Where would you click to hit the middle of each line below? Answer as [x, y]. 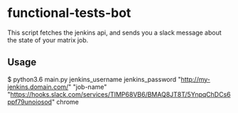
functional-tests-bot [69, 13]
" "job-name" [88, 87]
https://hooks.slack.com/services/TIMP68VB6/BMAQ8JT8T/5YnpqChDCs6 [120, 94]
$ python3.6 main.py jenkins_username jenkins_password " [94, 79]
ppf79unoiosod [29, 102]
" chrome [65, 102]
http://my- [196, 79]
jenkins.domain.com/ [38, 87]
